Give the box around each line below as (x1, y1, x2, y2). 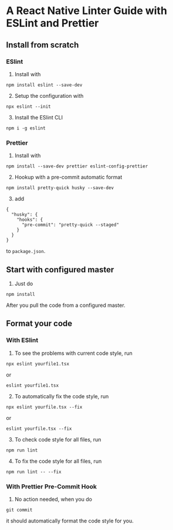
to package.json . (6, 248, 46, 255)
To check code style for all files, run (14, 436, 101, 443)
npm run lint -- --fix (6, 469, 62, 475)
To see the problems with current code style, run (14, 350, 133, 357)
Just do (14, 280, 33, 287)
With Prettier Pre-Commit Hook (6, 482, 97, 490)
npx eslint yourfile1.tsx (6, 361, 69, 367)
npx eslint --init (6, 104, 51, 110)
